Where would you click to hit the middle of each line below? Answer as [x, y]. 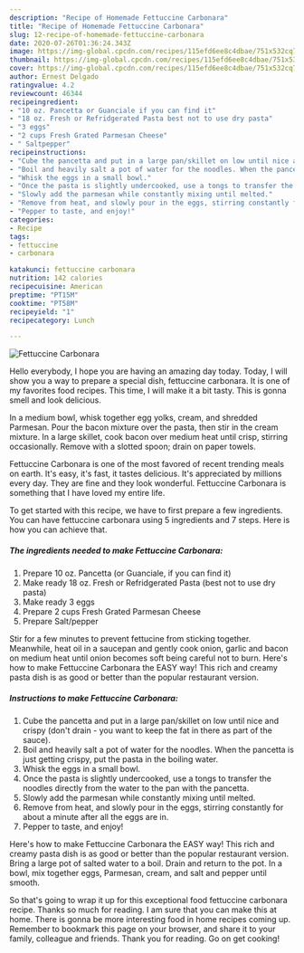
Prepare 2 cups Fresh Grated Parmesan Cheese [112, 612]
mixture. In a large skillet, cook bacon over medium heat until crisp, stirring [148, 437]
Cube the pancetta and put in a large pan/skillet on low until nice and [151, 721]
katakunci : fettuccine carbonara [72, 270]
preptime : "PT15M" [44, 295]
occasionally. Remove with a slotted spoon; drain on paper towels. [133, 447]
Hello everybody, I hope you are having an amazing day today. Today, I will [148, 371]
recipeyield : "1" [42, 312]
